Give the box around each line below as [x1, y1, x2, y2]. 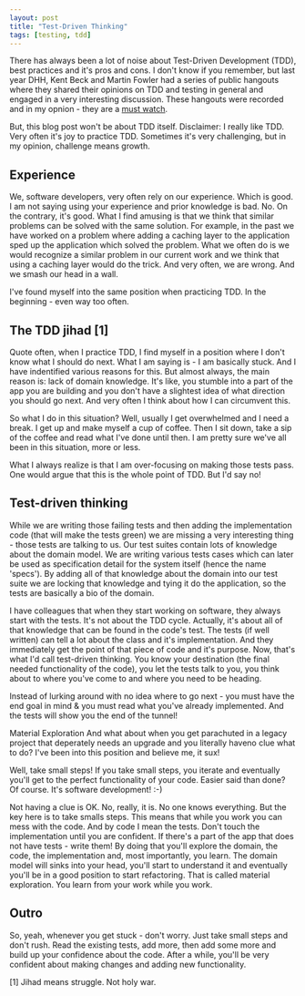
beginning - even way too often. [9, 296, 129, 307]
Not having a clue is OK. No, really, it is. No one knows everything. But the [9, 801, 287, 812]
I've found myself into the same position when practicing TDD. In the [9, 286, 267, 297]
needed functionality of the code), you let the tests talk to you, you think [9, 662, 280, 674]
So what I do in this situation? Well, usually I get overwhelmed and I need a [9, 413, 290, 424]
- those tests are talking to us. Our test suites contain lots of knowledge [9, 539, 278, 549]
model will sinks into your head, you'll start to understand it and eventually [9, 859, 289, 870]
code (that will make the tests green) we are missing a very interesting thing [9, 529, 294, 540]
